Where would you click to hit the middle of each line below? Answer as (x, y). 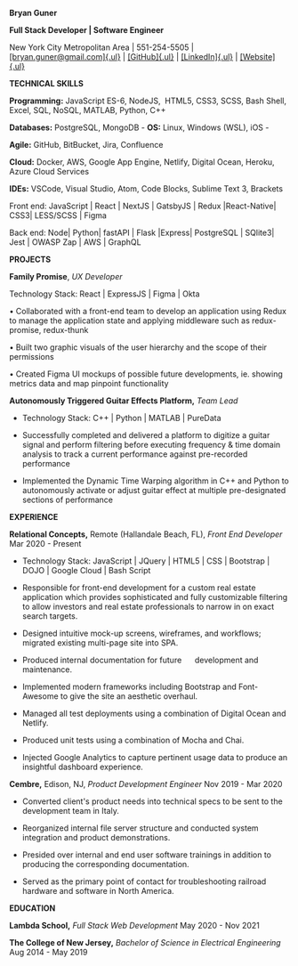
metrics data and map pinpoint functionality (89, 383)
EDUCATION (32, 908)
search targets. (50, 616)
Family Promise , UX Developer (66, 276)
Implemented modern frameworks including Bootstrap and (129, 686)
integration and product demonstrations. (96, 837)
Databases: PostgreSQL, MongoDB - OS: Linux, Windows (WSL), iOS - (139, 127)
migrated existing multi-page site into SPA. (100, 643)
